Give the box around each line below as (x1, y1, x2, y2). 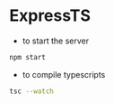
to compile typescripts (22, 69, 106, 80)
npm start (9, 52, 47, 61)
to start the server (22, 35, 90, 46)
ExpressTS (9, 5, 92, 26)
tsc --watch (9, 87, 54, 96)
